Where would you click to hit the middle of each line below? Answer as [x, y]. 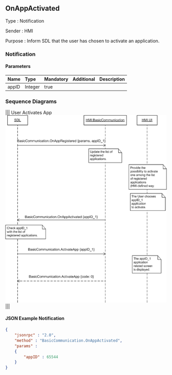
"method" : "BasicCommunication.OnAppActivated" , [69, 341]
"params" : [26, 346]
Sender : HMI [19, 31]
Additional [84, 79]
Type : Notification [25, 21]
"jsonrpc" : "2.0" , [35, 335]
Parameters [18, 66]
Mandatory [56, 79]
